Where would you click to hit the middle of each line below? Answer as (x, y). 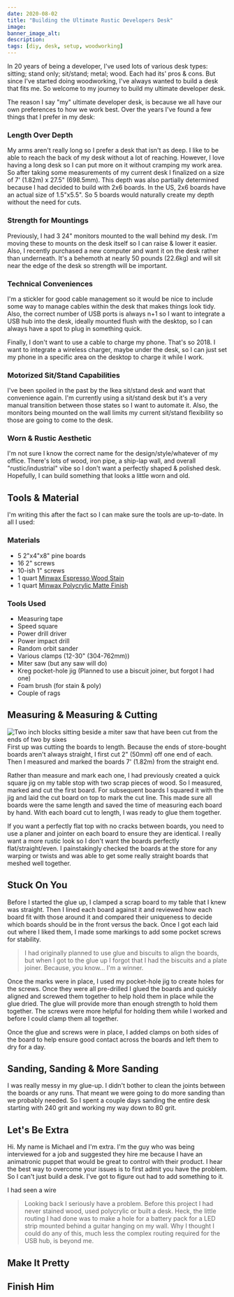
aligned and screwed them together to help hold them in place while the (111, 996)
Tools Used (27, 603)
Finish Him (31, 1286)
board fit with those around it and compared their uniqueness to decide (110, 917)
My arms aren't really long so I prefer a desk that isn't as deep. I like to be (113, 150)
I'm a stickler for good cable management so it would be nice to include (110, 299)
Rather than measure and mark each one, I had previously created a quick (114, 775)
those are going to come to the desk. (60, 420)
